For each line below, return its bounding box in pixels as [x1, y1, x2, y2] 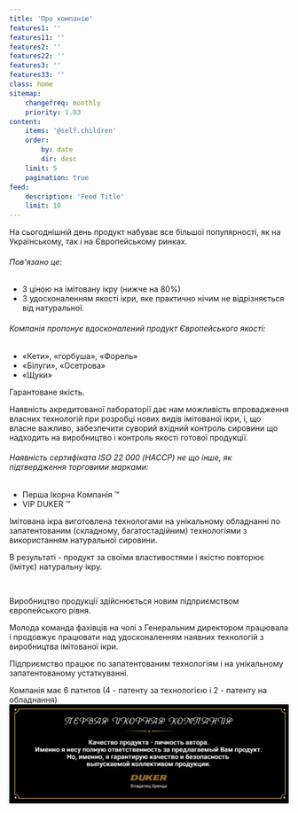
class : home [9, 80, 53, 89]
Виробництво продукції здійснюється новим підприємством [9, 595, 239, 606]
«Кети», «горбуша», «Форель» [21, 350, 138, 361]
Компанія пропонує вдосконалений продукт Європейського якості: [9, 323, 266, 333]
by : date [41, 145, 74, 154]
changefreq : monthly [25, 98, 101, 107]
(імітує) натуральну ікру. [9, 561, 103, 572]
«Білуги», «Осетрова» [21, 360, 106, 371]
